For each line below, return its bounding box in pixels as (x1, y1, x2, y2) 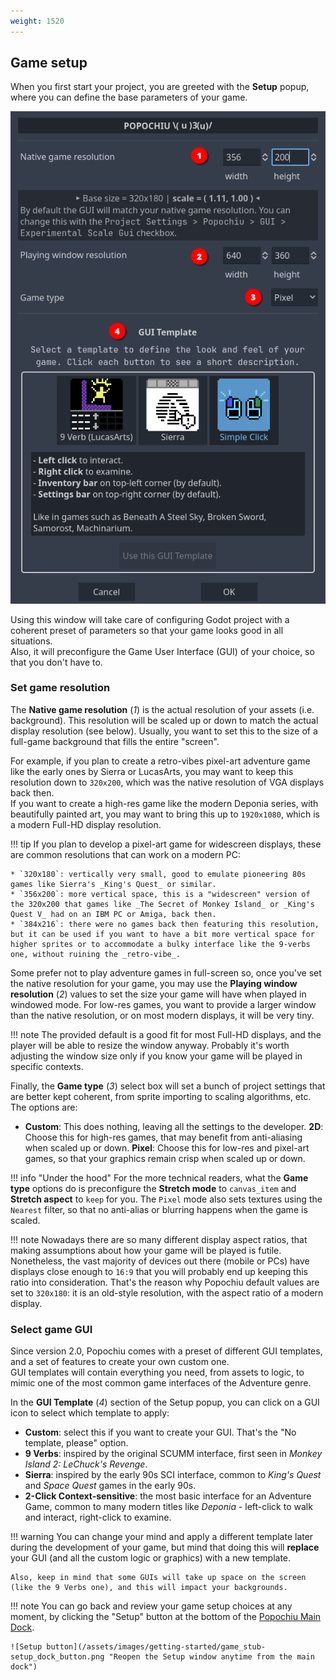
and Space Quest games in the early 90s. (24, 1480, 197, 1492)
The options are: (10, 1101, 78, 1113)
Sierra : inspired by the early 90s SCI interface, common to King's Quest (24, 1469, 322, 1481)
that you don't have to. (10, 656, 103, 668)
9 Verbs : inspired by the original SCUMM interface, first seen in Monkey (24, 1448, 323, 1460)
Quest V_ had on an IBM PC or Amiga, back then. (10, 909, 217, 919)
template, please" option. (24, 1437, 129, 1449)
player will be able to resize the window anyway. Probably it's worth (10, 1039, 290, 1051)
